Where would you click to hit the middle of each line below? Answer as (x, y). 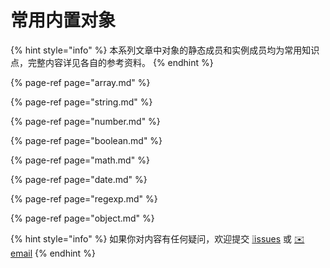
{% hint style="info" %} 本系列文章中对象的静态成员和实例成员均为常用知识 (165, 50)
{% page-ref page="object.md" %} (82, 218)
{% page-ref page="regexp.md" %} (84, 198)
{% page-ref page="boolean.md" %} (86, 140)
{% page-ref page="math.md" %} (80, 160)
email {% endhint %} (53, 253)
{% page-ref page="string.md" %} (81, 102)
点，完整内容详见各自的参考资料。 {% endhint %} (112, 62)
